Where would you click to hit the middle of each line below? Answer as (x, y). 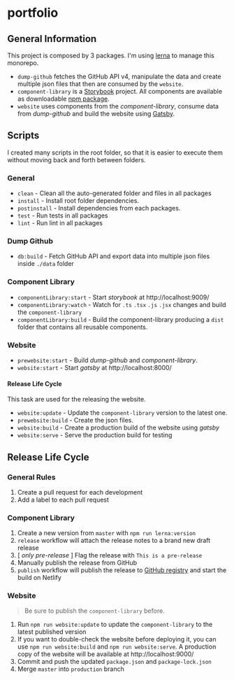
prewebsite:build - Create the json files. (75, 420)
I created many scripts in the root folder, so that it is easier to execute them (115, 153)
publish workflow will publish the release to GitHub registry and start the (122, 570)
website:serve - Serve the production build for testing (95, 435)
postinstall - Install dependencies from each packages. (99, 208)
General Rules (31, 477)
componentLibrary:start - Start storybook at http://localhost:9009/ (113, 297)
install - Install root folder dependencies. (78, 201)
